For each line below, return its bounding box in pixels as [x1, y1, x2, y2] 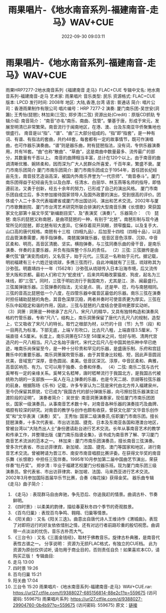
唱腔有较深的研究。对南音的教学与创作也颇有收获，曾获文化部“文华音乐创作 [5, 407, 159, 413]
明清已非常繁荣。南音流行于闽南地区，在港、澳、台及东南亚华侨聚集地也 [14, 124, 161, 129]
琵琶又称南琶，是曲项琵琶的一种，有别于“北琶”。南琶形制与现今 [25, 216, 155, 222]
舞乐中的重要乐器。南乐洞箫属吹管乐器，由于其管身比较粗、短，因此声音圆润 [5, 352, 161, 357]
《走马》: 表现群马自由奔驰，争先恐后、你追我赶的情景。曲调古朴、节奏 [12, 491, 158, 497]
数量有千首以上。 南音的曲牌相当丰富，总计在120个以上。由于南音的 [18, 155, 157, 161]
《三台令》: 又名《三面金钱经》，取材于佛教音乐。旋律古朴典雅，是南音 [12, 534, 156, 540]
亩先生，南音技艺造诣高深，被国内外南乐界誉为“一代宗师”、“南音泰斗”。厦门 [5, 173, 160, 179]
